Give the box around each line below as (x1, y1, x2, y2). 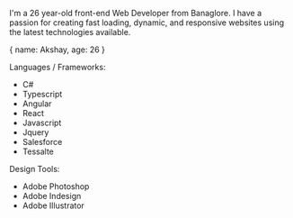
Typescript (22, 89, 63, 99)
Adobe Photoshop (22, 181, 90, 192)
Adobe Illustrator (22, 200, 85, 211)
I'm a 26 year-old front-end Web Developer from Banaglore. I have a (9, 8, 262, 18)
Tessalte (22, 146, 54, 157)
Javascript (22, 117, 62, 128)
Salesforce (22, 137, 63, 147)
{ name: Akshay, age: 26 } (9, 44, 106, 55)
